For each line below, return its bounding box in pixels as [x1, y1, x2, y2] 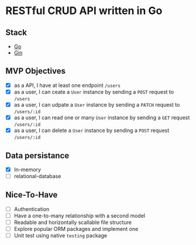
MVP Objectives [5, 66, 66, 76]
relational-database [13, 173, 61, 179]
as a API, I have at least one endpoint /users [13, 81, 121, 89]
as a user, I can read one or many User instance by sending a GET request [13, 114, 190, 121]
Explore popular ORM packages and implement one [13, 226, 139, 233]
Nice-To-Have [5, 190, 58, 200]
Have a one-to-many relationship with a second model [13, 212, 146, 219]
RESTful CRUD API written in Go [5, 4, 163, 18]
